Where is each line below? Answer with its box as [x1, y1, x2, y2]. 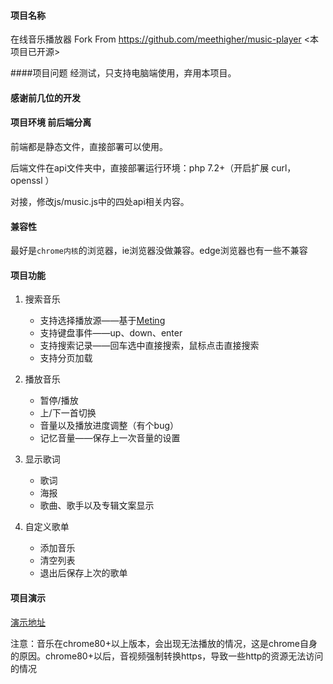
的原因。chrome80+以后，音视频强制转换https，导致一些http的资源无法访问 [10, 650, 324, 662]
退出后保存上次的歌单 [39, 567, 128, 579]
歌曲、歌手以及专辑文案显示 [39, 500, 155, 512]
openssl [10, 175, 43, 186]
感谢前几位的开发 [10, 91, 81, 104]
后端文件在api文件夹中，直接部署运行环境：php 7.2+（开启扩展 [10, 162, 270, 174]
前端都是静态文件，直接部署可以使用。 [10, 141, 168, 152]
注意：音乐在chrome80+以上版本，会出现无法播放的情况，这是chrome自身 [10, 637, 318, 649]
